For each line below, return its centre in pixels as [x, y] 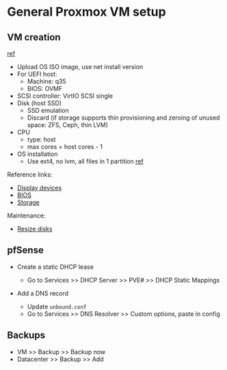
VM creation [34, 37]
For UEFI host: [37, 74]
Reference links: [30, 174]
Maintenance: [26, 215]
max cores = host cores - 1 [65, 147]
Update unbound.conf [57, 306]
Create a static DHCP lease [55, 267]
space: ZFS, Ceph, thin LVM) [67, 125]
